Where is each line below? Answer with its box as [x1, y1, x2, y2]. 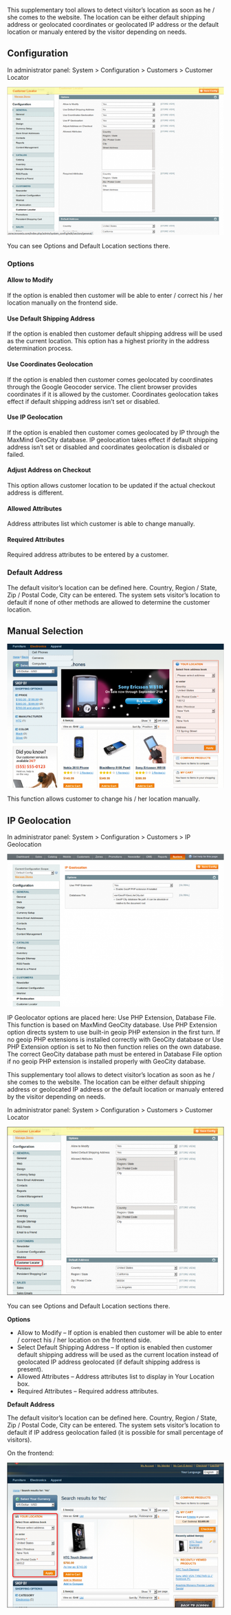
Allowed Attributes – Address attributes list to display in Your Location [16, 1372, 214, 1380]
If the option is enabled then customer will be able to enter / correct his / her [7, 292, 223, 300]
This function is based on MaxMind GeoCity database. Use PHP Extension [7, 1021, 218, 1029]
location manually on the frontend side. [7, 299, 118, 307]
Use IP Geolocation [7, 413, 63, 422]
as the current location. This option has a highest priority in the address [7, 337, 210, 345]
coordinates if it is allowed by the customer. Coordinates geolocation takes [7, 390, 219, 398]
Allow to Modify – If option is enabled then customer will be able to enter [16, 1328, 223, 1336]
